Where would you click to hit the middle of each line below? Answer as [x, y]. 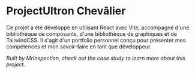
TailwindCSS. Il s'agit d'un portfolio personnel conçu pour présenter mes [96, 40]
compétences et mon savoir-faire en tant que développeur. [79, 47]
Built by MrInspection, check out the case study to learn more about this [96, 58]
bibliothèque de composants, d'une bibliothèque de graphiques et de [91, 33]
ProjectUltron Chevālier [66, 11]
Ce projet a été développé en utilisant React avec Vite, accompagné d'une [98, 27]
